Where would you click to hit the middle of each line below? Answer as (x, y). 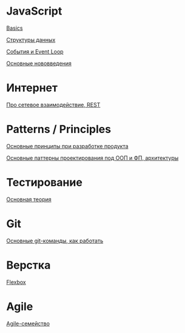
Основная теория (29, 199)
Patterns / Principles (59, 129)
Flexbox (16, 282)
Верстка (29, 265)
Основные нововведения (39, 63)
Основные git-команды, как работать (55, 241)
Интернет (32, 88)
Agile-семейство (28, 323)
